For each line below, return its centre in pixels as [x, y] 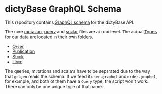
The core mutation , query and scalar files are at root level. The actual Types [81, 31]
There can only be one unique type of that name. [54, 86]
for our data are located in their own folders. [49, 37]
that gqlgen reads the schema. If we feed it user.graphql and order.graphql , [81, 76]
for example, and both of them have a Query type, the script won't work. [77, 81]
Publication [23, 51]
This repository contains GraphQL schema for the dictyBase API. [70, 22]
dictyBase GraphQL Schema [63, 9]
